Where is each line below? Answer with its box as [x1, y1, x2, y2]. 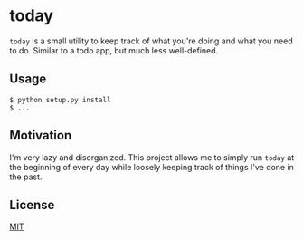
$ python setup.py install [9, 95, 111, 104]
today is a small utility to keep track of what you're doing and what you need [9, 35, 293, 46]
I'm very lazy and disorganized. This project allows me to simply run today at [9, 151, 295, 163]
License [9, 197, 55, 213]
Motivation [9, 128, 72, 143]
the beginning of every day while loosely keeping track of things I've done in [9, 161, 294, 172]
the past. [9, 171, 43, 182]
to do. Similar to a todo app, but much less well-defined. [9, 44, 219, 55]
